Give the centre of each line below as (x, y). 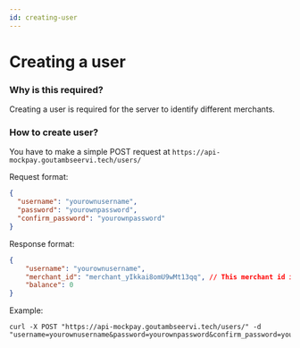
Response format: (42, 243)
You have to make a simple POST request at (90, 152)
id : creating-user (43, 17)
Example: (26, 310)
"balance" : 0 (50, 285)
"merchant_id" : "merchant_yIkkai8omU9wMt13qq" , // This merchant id (155, 277)
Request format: (39, 177)
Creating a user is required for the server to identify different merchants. (142, 109)
